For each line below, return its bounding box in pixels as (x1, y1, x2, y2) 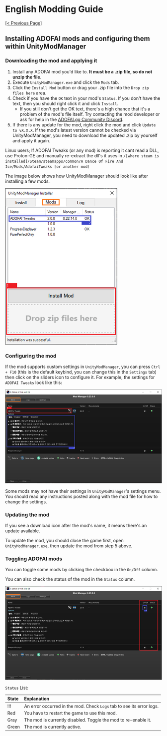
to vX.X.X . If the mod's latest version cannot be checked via (12, 127, 136, 133)
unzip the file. (12, 74, 42, 80)
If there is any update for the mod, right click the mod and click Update (12, 121, 156, 128)
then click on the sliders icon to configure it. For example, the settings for (5, 374, 155, 380)
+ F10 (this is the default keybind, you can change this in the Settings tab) (5, 368, 157, 375)
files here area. (12, 90, 47, 96)
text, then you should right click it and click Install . (12, 100, 118, 106)
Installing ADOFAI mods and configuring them (5, 34, 150, 43)
